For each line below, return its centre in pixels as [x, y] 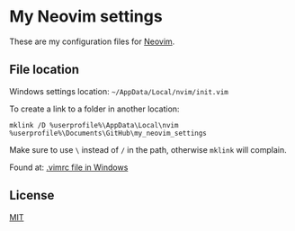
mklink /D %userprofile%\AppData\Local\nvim [94, 125]
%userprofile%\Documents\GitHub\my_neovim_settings [108, 133]
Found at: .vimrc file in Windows [69, 167]
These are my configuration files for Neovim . [92, 41]
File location [44, 70]
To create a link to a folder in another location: [94, 109]
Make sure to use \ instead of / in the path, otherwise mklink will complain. [148, 149]
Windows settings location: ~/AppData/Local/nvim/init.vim [119, 91]
